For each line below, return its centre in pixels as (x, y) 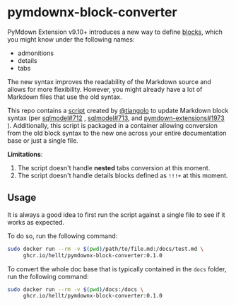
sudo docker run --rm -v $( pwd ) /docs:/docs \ (75, 289)
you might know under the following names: (71, 39)
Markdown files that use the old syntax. (65, 97)
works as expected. (36, 222)
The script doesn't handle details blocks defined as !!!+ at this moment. (123, 175)
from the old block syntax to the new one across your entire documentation (117, 133)
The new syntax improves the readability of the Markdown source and (110, 81)
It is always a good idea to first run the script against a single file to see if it (116, 214)
